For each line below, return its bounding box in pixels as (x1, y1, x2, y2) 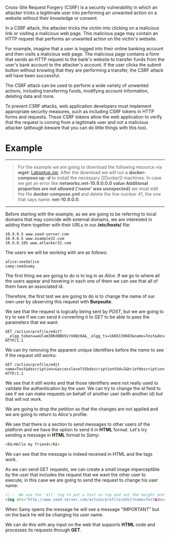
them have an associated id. (5, 283, 64, 289)
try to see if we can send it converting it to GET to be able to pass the (5, 313, 150, 320)
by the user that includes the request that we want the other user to (5, 471, 146, 478)
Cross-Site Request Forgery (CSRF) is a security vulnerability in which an (5, 5, 158, 10)
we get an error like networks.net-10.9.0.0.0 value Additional (17, 180, 148, 186)
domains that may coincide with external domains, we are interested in (5, 216, 153, 223)
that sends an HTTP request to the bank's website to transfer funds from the (5, 56, 165, 62)
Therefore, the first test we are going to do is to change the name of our (5, 293, 155, 299)
